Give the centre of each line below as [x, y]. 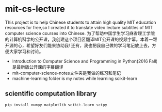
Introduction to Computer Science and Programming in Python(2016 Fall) [85, 61]
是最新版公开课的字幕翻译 [38, 67]
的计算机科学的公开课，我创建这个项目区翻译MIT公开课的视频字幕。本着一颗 [81, 39]
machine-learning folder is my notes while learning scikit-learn [74, 78]
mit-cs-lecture [35, 9]
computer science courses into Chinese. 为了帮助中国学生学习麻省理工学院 [80, 33]
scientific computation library [51, 94]
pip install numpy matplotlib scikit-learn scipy [56, 105]
